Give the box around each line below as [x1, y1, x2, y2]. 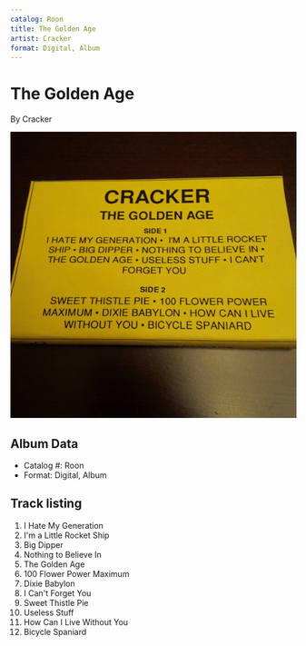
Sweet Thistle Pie [23, 597, 89, 608]
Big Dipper [23, 539, 64, 550]
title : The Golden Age [10, 24, 96, 34]
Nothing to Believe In [23, 549, 103, 560]
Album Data [10, 436, 79, 452]
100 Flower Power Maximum [23, 568, 130, 579]
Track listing [10, 496, 83, 512]
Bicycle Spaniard [23, 626, 87, 637]
